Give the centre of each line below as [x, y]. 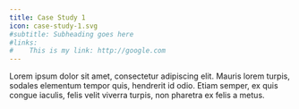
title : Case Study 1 [48, 17]
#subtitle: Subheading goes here [72, 34]
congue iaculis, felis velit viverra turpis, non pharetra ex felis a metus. [137, 96]
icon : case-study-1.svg [54, 26]
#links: [24, 42]
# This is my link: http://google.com [88, 51]
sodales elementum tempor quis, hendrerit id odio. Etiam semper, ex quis [144, 86]
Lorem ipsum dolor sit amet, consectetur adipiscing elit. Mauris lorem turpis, [150, 76]
